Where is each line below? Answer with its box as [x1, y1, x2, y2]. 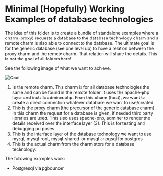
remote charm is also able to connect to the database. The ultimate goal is [5, 40, 155, 46]
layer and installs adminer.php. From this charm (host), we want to [12, 94, 145, 100]
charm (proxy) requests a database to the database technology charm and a [5, 35, 159, 41]
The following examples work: [5, 156, 66, 161]
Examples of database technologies [5, 14, 154, 25]
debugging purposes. [12, 125, 56, 131]
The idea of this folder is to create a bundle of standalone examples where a [5, 30, 159, 36]
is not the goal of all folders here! [5, 56, 72, 61]
